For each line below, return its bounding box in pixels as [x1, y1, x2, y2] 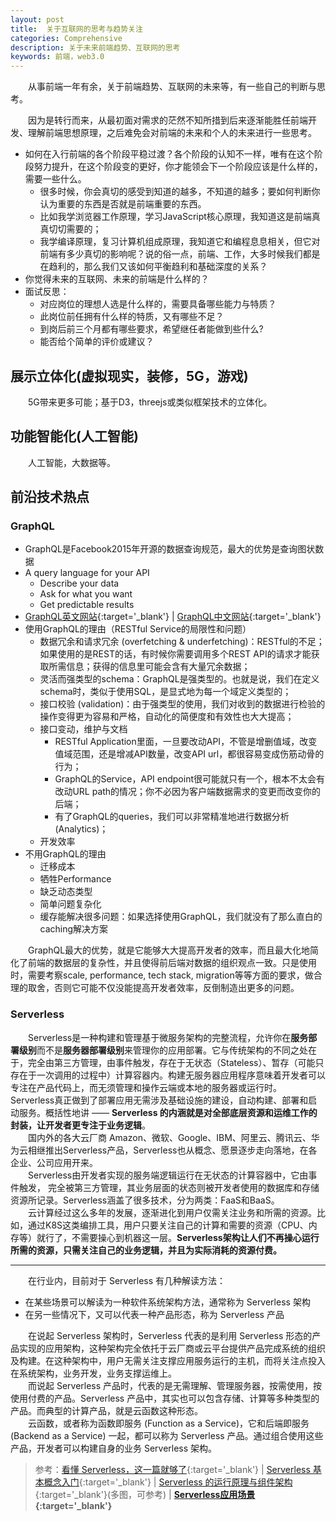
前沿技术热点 [10, 489, 90, 506]
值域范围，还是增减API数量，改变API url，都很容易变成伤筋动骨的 [54, 748, 325, 760]
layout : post [10, 14, 65, 25]
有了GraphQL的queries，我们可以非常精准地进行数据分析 [54, 811, 290, 823]
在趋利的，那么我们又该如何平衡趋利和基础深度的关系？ [39, 261, 268, 273]
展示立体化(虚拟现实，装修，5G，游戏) [10, 367, 249, 385]
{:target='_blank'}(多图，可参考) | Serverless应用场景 [34, 1488, 256, 1500]
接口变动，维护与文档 [39, 723, 128, 735]
